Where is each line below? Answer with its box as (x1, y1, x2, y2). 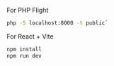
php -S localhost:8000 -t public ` (6, 20, 109, 27)
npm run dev (6, 52, 42, 59)
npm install (6, 46, 42, 53)
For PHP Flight (6, 6, 49, 14)
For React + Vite (6, 32, 54, 41)
